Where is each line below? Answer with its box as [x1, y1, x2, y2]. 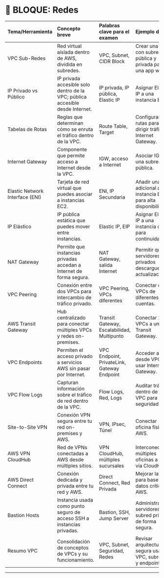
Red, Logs [99, 394, 122, 401]
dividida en [57, 61, 82, 68]
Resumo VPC [7, 547, 38, 554]
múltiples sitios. [57, 462, 93, 469]
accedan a [57, 261, 82, 268]
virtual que [57, 185, 82, 191]
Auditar [135, 382, 152, 389]
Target [99, 129, 114, 136]
